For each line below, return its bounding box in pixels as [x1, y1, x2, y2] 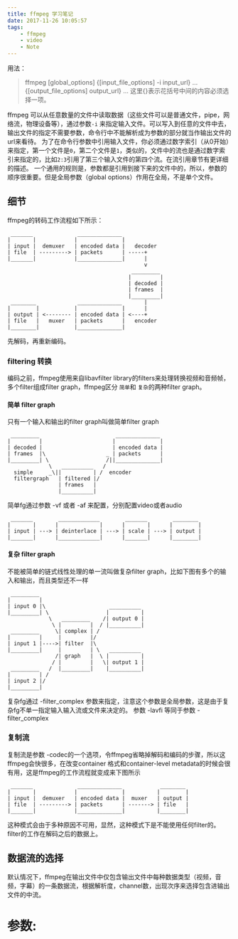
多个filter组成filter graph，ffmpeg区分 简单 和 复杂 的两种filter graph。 [7, 383, 206, 391]
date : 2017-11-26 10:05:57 [7, 17, 87, 24]
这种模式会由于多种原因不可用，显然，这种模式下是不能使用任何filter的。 [7, 820, 220, 829]
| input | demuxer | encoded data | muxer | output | [7, 795, 190, 802]
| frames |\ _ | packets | [7, 450, 163, 457]
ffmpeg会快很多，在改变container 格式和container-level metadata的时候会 [7, 759, 225, 768]
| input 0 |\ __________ [7, 603, 141, 610]
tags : [7, 23, 23, 31]
